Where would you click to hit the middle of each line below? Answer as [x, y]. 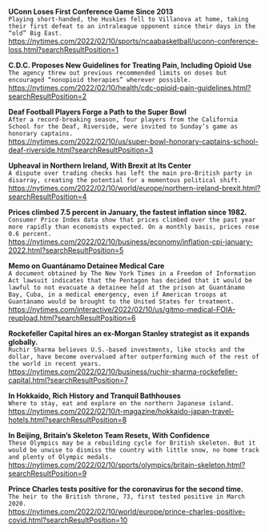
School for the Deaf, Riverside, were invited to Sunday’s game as [123, 127]
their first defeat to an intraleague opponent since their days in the [132, 26]
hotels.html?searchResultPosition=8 [68, 420]
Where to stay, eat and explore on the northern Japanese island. [121, 404]
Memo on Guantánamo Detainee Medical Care [86, 266]
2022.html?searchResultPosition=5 [66, 250]
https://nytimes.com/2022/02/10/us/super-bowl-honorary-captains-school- [133, 141]
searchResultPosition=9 [48, 473]
